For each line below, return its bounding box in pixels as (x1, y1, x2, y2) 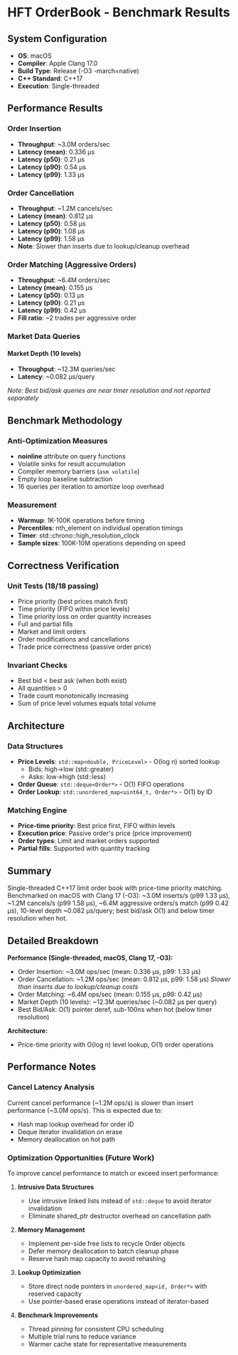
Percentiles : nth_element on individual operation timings (17, 524, 183, 533)
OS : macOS (17, 51, 52, 60)
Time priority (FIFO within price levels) (17, 605, 130, 613)
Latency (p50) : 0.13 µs (17, 291, 85, 300)
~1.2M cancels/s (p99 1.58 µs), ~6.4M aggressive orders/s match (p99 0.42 (7, 899, 229, 908)
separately (7, 394, 39, 402)
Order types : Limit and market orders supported (17, 837, 160, 845)
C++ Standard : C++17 (17, 74, 83, 83)
